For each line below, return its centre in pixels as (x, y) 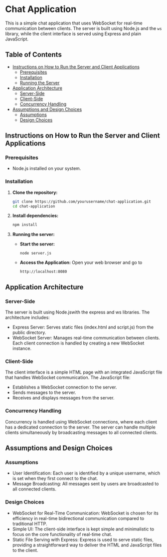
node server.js (35, 253)
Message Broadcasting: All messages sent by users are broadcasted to (85, 484)
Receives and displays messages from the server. (63, 398)
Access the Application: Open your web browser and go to (81, 262)
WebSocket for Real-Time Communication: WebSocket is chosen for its (85, 513)
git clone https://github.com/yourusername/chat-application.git (82, 201)
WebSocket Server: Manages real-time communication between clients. (86, 338)
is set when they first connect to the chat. (55, 478)
